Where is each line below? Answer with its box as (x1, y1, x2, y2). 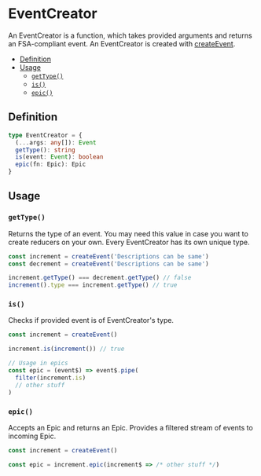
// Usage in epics (8, 359, 68, 368)
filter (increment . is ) (15, 374, 86, 382)
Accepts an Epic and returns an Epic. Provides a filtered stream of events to (8, 423, 253, 432)
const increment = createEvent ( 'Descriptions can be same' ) (8, 252, 210, 260)
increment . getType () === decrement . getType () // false (8, 274, 192, 282)
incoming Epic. (8, 431, 57, 441)
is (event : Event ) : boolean (15, 153, 104, 161)
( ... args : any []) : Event (15, 138, 97, 146)
